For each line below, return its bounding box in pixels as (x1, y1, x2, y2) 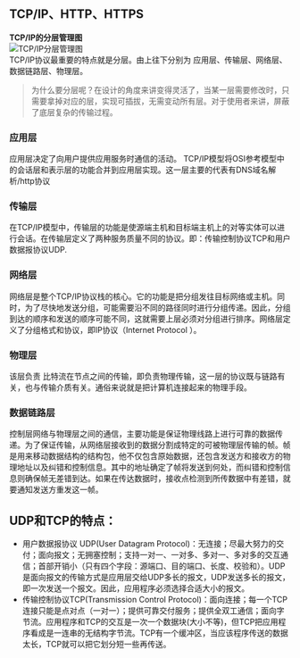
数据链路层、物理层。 (9, 65, 87, 76)
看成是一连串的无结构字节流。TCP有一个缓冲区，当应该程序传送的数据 (29, 628, 288, 638)
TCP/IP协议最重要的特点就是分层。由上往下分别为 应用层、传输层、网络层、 (9, 54, 287, 65)
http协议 (20, 176, 51, 187)
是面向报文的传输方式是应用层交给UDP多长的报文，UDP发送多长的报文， (21, 572, 290, 583)
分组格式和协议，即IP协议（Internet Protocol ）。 (24, 324, 202, 335)
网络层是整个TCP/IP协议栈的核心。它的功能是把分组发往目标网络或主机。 (9, 291, 278, 302)
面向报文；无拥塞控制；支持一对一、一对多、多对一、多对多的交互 (37, 550, 281, 561)
